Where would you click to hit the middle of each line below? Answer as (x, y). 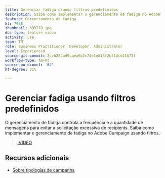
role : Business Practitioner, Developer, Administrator (64, 46)
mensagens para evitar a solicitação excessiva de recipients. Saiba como (80, 128)
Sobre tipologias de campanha (43, 170)
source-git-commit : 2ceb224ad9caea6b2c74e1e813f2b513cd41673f (70, 56)
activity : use (20, 38)
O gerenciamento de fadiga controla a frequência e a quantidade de (74, 122)
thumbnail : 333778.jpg (28, 28)
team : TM (14, 42)
